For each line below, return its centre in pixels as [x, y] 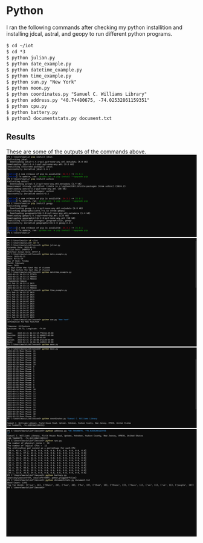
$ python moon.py [28, 88]
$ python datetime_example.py [44, 70]
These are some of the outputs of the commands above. [76, 152]
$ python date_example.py [39, 64]
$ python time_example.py [39, 76]
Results [21, 137]
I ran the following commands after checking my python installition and [95, 27]
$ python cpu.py [27, 106]
